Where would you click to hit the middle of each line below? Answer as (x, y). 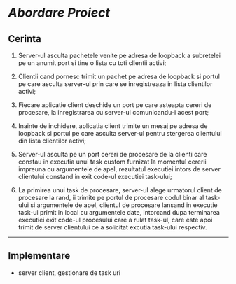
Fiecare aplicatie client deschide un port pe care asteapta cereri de (115, 105)
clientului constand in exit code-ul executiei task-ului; (95, 177)
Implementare (39, 256)
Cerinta (25, 39)
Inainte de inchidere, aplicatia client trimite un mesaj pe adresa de (113, 126)
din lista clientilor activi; (52, 141)
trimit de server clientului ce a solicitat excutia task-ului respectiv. (112, 227)
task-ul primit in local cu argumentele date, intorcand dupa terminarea (119, 212)
